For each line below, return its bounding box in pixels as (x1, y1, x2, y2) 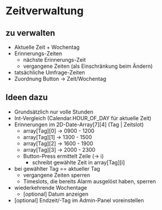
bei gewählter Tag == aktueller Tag (14, 165, 101, 172)
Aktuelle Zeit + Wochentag (14, 43, 80, 51)
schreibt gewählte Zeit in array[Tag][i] (32, 159, 125, 166)
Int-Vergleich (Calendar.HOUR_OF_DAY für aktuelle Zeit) (14, 114, 152, 121)
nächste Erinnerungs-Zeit (23, 57, 86, 63)
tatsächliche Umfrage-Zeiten (14, 69, 85, 76)
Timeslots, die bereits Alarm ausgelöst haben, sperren (23, 177, 156, 185)
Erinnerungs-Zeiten (14, 50, 63, 57)
